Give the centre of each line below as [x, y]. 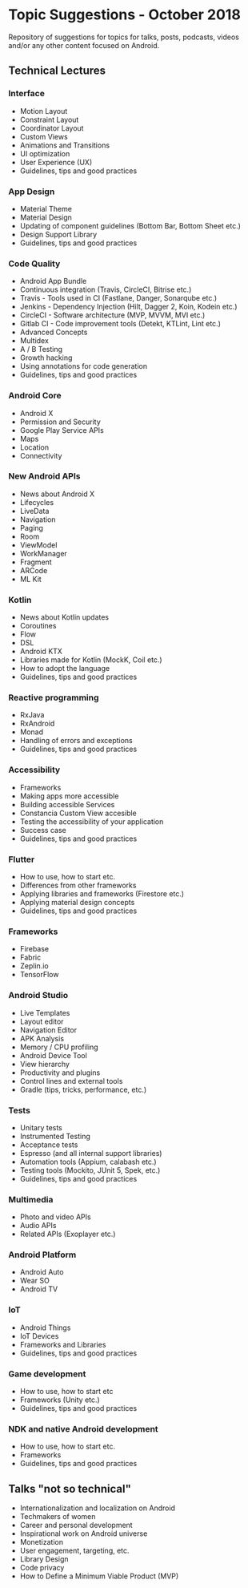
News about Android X [57, 494]
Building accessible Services [67, 804]
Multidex [34, 341]
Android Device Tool [54, 1055]
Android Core [35, 396]
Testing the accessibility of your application [92, 821]
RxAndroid [37, 724]
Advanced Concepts [54, 332]
